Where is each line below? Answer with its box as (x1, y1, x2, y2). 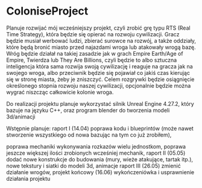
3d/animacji (6, 113, 36, 120)
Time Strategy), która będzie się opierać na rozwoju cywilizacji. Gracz (6, 30, 180, 37)
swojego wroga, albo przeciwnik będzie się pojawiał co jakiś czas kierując (6, 69, 190, 76)
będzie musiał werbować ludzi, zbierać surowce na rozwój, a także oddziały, (6, 37, 197, 44)
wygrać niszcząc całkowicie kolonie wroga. (6, 88, 114, 96)
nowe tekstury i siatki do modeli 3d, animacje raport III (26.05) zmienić (6, 162, 181, 169)
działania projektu (6, 175, 51, 182)
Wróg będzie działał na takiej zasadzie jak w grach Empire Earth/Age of (6, 50, 183, 57)
